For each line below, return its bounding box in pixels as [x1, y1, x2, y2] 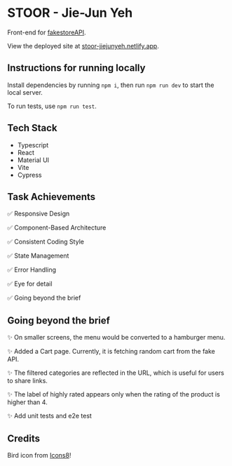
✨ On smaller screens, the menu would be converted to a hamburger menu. [7, 333, 226, 342]
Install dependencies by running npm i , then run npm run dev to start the [7, 81, 214, 89]
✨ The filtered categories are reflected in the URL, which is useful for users [7, 368, 224, 377]
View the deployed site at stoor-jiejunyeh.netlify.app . [7, 41, 159, 50]
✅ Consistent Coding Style [7, 237, 84, 246]
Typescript [17, 140, 49, 149]
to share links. [7, 377, 48, 385]
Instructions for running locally [7, 62, 146, 74]
